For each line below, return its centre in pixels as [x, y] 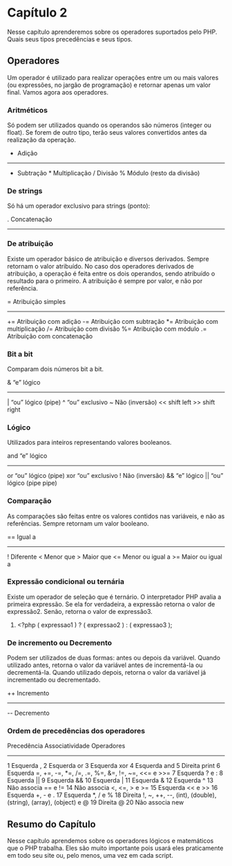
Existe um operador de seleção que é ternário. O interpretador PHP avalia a [114, 597]
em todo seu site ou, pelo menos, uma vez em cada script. [90, 856]
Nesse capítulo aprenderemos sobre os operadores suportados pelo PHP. [112, 32]
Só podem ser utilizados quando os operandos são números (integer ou [109, 125]
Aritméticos [28, 110]
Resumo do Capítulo [51, 824]
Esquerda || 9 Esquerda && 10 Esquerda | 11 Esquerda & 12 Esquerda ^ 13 [110, 780]
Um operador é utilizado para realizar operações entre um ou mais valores [113, 77]
